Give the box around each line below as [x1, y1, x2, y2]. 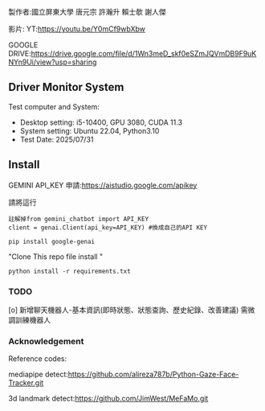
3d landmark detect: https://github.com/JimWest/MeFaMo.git [8, 393, 209, 404]
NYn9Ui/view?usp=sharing [8, 57, 97, 67]
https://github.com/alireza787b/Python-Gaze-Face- [67, 369, 239, 380]
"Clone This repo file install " [8, 252, 103, 261]
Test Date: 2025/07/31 [19, 134, 94, 144]
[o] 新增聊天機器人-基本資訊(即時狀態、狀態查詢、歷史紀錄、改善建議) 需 [8, 305, 248, 314]
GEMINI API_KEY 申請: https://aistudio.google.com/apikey [8, 180, 198, 190]
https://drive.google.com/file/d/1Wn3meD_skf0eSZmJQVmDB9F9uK [31, 49, 257, 58]
